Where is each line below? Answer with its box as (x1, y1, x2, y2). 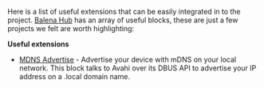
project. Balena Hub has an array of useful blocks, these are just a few (7, 15, 238, 25)
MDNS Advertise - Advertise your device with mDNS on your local (18, 55, 237, 64)
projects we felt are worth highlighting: (7, 24, 135, 33)
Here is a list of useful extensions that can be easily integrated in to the (7, 7, 241, 16)
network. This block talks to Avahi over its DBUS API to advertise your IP (18, 63, 257, 73)
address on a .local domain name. (18, 72, 131, 81)
